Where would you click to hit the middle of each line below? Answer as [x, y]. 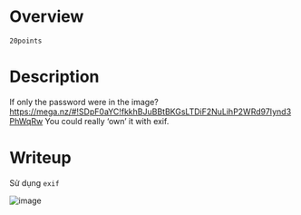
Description [54, 77]
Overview [47, 17]
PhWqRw [26, 121]
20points [26, 41]
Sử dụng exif [34, 182]
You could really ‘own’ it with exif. [107, 121]
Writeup [40, 158]
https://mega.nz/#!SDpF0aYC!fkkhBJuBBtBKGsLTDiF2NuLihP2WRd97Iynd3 [150, 112]
